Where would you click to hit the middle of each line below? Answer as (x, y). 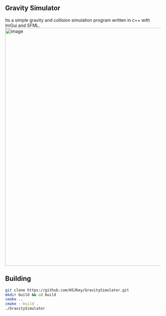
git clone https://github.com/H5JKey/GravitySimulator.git (67, 290)
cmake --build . (22, 304)
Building (18, 279)
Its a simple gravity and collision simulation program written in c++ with (78, 20)
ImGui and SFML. (23, 25)
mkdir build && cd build (31, 295)
